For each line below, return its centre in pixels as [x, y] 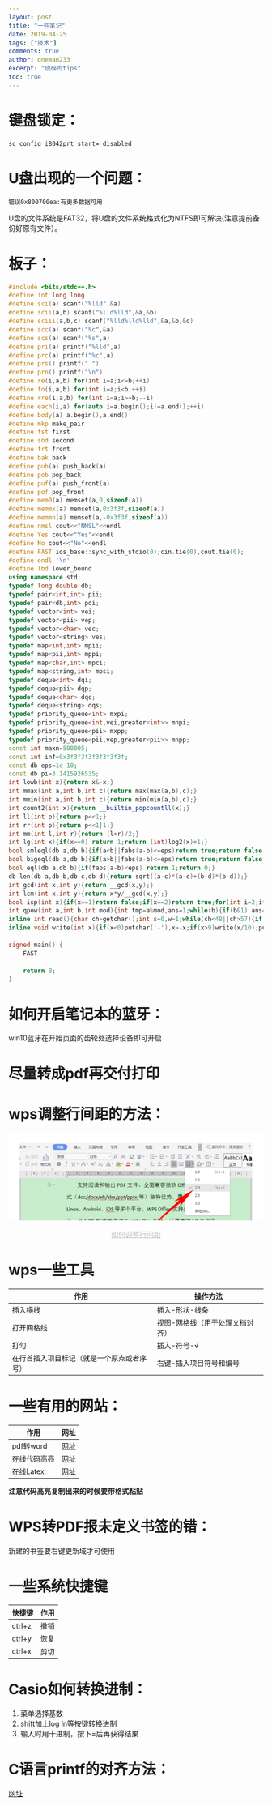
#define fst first [39, 432]
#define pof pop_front [47, 492]
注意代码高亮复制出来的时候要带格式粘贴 [76, 1491]
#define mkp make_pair [47, 424]
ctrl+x [22, 1651]
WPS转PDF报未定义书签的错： [110, 1526]
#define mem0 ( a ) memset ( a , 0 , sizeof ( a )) [76, 501]
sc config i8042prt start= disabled [70, 143]
